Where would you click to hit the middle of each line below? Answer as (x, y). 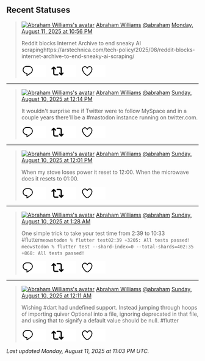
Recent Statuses (38, 10)
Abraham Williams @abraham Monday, (144, 24)
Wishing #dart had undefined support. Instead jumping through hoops (109, 307)
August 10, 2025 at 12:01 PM (57, 160)
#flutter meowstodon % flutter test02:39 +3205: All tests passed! (106, 240)
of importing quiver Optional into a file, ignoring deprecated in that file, (110, 314)
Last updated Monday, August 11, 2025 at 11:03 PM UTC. (78, 351)
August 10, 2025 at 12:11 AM (56, 296)
